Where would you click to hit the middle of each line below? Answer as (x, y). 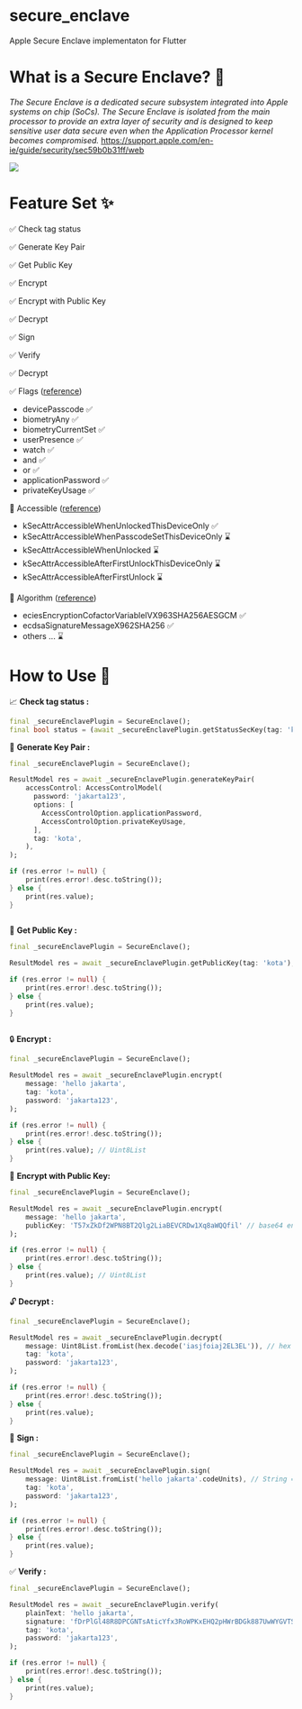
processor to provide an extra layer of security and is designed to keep (141, 121)
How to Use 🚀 (60, 676)
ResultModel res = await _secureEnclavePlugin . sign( (110, 1471)
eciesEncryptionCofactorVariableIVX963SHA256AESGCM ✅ (134, 615)
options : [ (53, 805)
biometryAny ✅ (50, 419)
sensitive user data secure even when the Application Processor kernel (141, 131)
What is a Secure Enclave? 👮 (117, 77)
